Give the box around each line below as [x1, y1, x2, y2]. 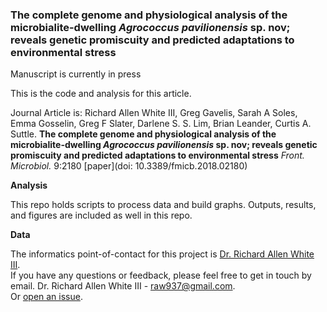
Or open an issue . [10, 291, 83, 303]
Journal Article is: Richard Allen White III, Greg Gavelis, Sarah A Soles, [10, 107, 298, 119]
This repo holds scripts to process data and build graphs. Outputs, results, [10, 199, 317, 211]
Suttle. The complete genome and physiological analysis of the [10, 128, 277, 140]
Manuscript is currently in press [10, 68, 142, 80]
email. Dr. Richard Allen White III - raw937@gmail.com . [10, 280, 236, 292]
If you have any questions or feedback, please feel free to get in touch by [10, 269, 312, 282]
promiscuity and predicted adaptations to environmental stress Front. [10, 149, 305, 162]
